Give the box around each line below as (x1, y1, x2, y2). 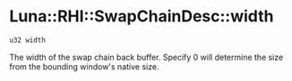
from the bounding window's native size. (9, 61, 159, 72)
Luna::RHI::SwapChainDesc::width (9, 6, 274, 27)
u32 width (9, 36, 47, 45)
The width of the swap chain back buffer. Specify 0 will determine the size (9, 52, 284, 62)
